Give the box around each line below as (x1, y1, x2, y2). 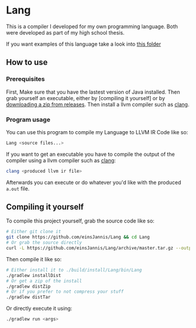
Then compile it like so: (6, 255, 62, 262)
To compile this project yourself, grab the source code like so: (6, 217, 155, 224)
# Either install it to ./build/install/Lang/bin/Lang (6, 267, 142, 273)
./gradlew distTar (6, 294, 51, 300)
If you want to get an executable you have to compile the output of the (6, 151, 175, 158)
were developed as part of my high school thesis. (6, 29, 125, 36)
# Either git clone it (6, 229, 61, 235)
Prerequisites (6, 75, 45, 83)
